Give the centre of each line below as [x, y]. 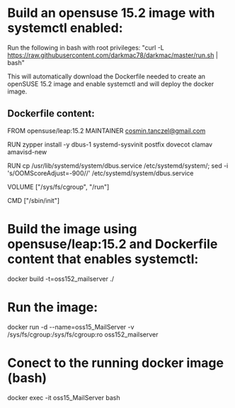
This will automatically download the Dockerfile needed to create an [107, 76]
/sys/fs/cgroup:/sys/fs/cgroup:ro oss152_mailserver [83, 334]
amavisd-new [27, 152]
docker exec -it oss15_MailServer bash [64, 397]
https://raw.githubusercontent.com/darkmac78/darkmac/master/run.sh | [113, 55]
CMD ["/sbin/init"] [34, 200]
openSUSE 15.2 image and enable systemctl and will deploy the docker [111, 83]
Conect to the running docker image [116, 363]
